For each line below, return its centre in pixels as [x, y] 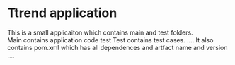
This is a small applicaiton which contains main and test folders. [100, 32]
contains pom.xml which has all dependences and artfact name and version [117, 47]
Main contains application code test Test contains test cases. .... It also [110, 40]
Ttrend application [62, 13]
